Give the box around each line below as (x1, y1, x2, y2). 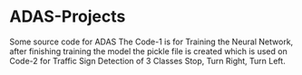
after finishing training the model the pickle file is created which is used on (9, 45, 287, 56)
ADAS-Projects (9, 6, 126, 27)
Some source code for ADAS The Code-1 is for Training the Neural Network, (9, 36, 294, 47)
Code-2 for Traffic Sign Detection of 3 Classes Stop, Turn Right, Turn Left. (9, 55, 286, 66)
